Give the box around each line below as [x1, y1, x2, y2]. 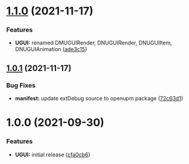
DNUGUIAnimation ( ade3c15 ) [14, 46, 87, 53]
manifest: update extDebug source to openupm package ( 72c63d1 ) [14, 95, 184, 102]
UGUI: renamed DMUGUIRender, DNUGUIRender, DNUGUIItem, [14, 39, 173, 46]
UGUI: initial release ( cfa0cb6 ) [14, 151, 90, 158]
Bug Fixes [6, 81, 36, 90]
